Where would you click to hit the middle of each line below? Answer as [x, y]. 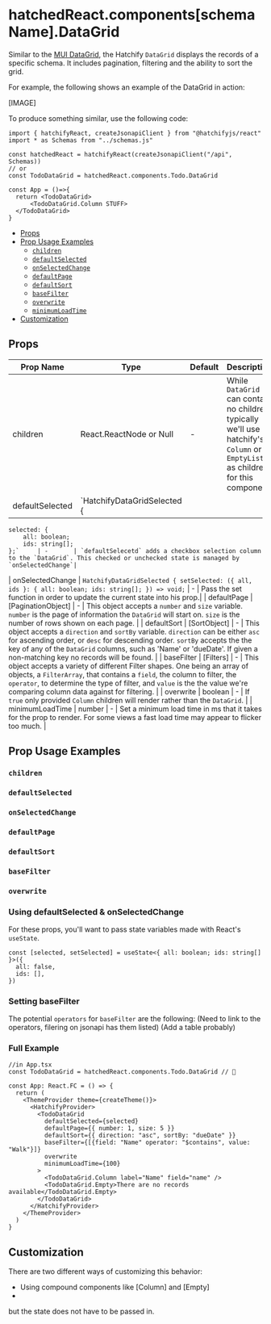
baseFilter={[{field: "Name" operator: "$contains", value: [147, 1143]
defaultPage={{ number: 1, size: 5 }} [109, 1129]
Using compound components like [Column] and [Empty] [115, 1287]
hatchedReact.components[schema [132, 15]
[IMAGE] [22, 103]
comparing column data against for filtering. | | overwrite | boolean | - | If [129, 691]
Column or [244, 449]
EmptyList [245, 458]
